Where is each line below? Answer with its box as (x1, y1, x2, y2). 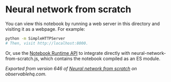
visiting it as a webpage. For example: (5, 26, 86, 32)
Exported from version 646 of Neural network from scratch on (5, 65, 137, 71)
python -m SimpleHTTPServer (5, 36, 66, 41)
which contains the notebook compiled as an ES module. (40, 55, 161, 61)
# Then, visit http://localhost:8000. (5, 40, 88, 46)
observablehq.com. (5, 71, 47, 77)
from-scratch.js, (5, 55, 40, 61)
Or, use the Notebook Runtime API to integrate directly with (5, 50, 130, 56)
